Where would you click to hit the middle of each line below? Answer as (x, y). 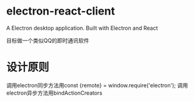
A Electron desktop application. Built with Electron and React (82, 28)
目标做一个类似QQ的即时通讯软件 (48, 40)
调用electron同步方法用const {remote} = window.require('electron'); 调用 (97, 85)
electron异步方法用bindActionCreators (54, 93)
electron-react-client (61, 11)
